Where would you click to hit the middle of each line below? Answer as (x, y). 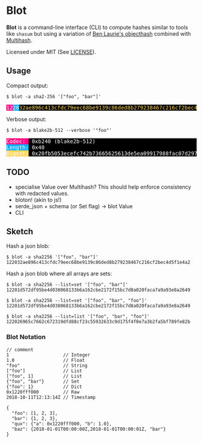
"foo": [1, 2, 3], (35, 413)
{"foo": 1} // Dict (44, 387)
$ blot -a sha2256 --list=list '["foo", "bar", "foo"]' (78, 317)
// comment (20, 349)
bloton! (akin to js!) (38, 200)
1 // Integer (48, 355)
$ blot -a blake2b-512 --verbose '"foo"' (59, 130)
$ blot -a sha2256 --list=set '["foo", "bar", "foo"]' (77, 301)
